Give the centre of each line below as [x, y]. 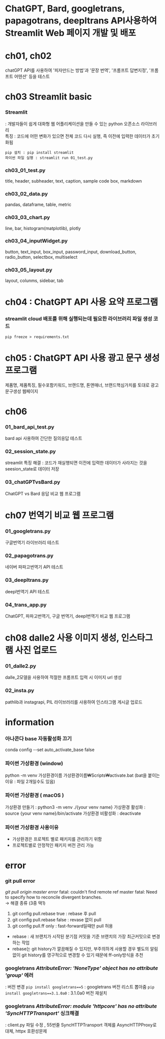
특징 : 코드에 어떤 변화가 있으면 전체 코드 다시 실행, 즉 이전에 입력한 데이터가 [78, 136]
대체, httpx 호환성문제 [26, 1031]
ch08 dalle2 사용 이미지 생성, [62, 638]
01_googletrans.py [28, 531]
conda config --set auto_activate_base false [50, 750]
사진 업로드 [36, 650]
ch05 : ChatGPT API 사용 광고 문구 [73, 358]
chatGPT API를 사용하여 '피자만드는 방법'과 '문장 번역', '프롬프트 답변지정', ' [78, 70]
